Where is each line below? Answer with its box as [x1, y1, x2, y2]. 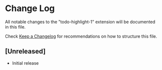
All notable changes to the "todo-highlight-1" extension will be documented [5, 19, 156, 25]
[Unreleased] [5, 47, 46, 56]
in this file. [5, 24, 26, 29]
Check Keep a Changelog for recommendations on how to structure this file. [5, 33, 158, 39]
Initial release [12, 60, 39, 66]
